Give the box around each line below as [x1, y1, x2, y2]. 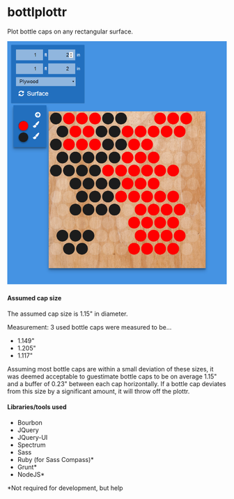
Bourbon [17, 418, 43, 427]
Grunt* [17, 463, 37, 471]
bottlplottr [7, 4, 68, 20]
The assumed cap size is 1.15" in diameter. [7, 309, 128, 318]
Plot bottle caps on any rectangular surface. [7, 27, 134, 36]
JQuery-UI [17, 433, 48, 441]
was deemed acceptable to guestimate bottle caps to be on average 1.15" [7, 372, 217, 381]
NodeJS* [17, 470, 45, 478]
